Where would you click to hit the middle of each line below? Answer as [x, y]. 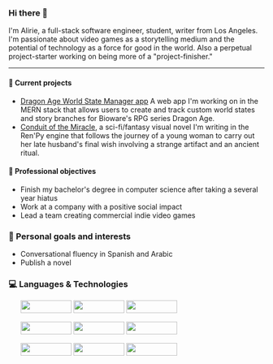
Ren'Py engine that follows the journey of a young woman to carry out [137, 135]
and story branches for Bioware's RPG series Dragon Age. [117, 118]
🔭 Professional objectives [52, 171]
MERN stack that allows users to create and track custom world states [138, 110]
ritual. [30, 153]
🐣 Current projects [40, 82]
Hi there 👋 [28, 13]
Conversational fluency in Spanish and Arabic [96, 254]
